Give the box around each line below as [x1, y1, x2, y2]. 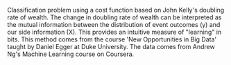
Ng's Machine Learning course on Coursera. [7, 50, 135, 58]
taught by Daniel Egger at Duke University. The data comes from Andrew [7, 43, 215, 50]
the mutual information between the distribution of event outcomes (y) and [7, 21, 221, 28]
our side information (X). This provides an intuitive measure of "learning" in [7, 28, 222, 36]
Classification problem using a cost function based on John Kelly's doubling [7, 6, 225, 14]
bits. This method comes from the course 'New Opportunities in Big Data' [7, 35, 217, 44]
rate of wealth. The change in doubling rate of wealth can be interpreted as [7, 13, 222, 21]
